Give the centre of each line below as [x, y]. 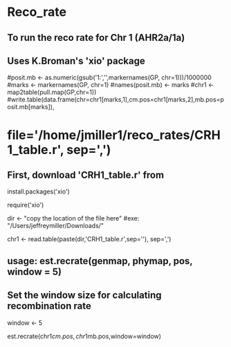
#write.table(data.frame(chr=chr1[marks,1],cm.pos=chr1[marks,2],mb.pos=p [116, 100]
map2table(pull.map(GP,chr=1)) [52, 92]
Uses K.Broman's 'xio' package [76, 60]
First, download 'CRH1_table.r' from [86, 175]
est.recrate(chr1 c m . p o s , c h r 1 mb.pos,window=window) [84, 336]
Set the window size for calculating [84, 296]
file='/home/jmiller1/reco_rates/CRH [114, 135]
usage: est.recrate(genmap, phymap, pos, [100, 261]
